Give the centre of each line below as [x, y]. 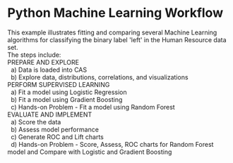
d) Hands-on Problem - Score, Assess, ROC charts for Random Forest [112, 144]
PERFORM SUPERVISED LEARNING [59, 84]
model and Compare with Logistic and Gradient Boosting [90, 152]
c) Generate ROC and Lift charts [57, 137]
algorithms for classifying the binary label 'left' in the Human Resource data [117, 39]
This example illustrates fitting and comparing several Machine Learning [112, 32]
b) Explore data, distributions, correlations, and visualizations [99, 77]
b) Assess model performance [54, 129]
